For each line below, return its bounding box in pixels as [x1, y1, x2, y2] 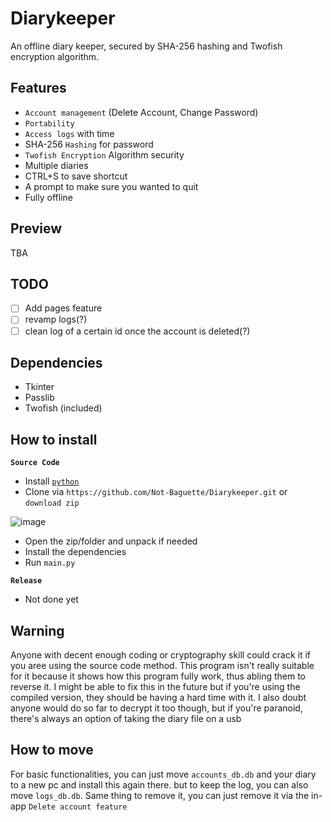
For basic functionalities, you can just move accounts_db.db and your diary [10, 768, 317, 780]
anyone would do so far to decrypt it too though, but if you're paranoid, [10, 702, 303, 714]
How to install [10, 431, 98, 448]
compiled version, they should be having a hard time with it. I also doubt [10, 692, 307, 703]
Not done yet [24, 593, 79, 606]
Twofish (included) [24, 402, 103, 414]
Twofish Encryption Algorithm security [24, 148, 185, 161]
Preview [10, 220, 63, 237]
